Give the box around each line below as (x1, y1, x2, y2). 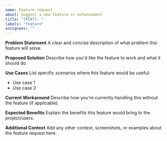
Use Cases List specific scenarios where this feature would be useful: (5, 70, 150, 76)
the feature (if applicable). (5, 100, 59, 106)
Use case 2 (12, 85, 36, 91)
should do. (5, 60, 28, 66)
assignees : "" (5, 26, 35, 31)
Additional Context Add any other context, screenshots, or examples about (5, 125, 162, 131)
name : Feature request (5, 7, 53, 13)
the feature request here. (5, 130, 57, 136)
